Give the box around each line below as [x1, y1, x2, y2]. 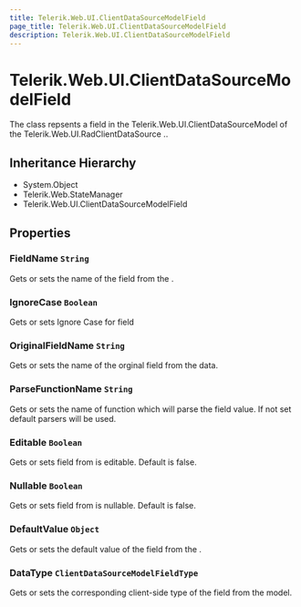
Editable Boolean [9, 436, 83, 448]
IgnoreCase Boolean [9, 295, 99, 308]
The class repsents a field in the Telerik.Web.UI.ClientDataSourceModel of [9, 119, 288, 130]
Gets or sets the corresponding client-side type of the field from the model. [9, 587, 293, 598]
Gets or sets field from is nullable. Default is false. [9, 500, 196, 511]
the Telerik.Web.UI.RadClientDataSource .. [9, 129, 169, 139]
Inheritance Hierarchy [9, 155, 137, 170]
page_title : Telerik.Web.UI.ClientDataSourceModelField [9, 22, 226, 31]
